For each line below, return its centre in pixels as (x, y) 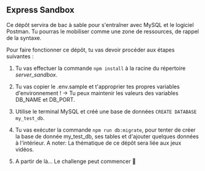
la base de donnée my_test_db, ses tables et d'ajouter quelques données (107, 136)
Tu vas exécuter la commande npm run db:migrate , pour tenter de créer (105, 130)
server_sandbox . (36, 74)
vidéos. (24, 149)
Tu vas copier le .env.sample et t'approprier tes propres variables (97, 86)
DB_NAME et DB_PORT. (45, 99)
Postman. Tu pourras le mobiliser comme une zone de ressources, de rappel (103, 31)
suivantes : (20, 56)
